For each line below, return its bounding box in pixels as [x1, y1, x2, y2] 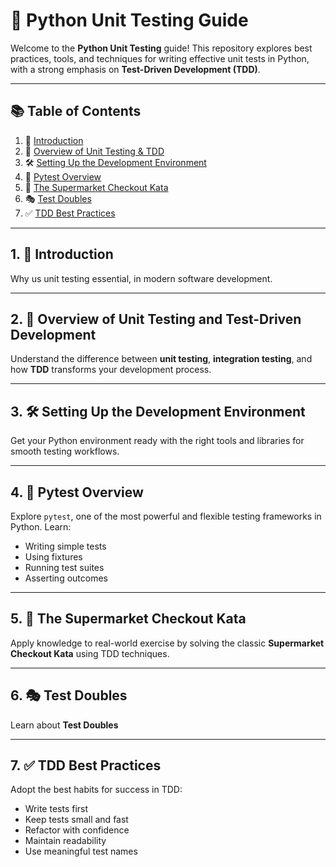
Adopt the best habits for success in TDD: [10, 784, 183, 796]
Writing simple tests [24, 540, 107, 552]
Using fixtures [24, 551, 83, 563]
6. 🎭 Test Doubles [10, 687, 128, 704]
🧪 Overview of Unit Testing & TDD [24, 145, 165, 157]
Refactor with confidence [24, 824, 130, 836]
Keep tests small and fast [24, 814, 129, 826]
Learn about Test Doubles [10, 719, 119, 731]
